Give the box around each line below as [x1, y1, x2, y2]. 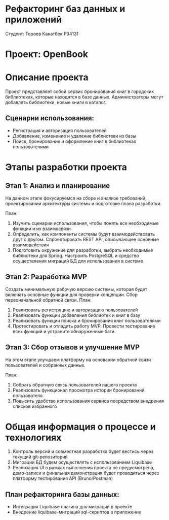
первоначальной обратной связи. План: [5, 297, 92, 303]
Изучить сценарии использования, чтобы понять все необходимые [12, 220, 159, 226]
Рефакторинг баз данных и [5, 3, 125, 15]
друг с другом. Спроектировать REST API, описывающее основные [12, 236, 159, 242]
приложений [5, 14, 62, 25]
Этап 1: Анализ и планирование [5, 181, 110, 190]
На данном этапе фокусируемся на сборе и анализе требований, [5, 195, 147, 201]
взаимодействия [12, 242, 49, 248]
